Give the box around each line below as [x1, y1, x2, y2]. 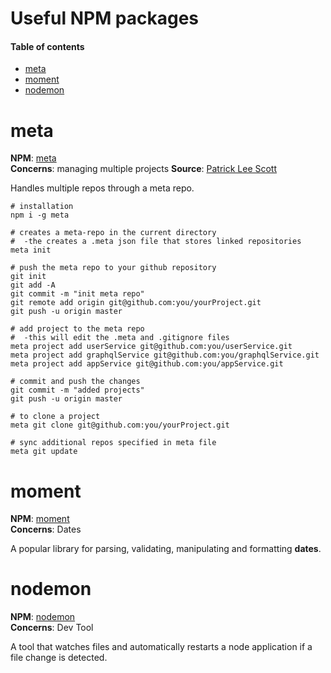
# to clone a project [10, 412, 101, 422]
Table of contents [10, 40, 85, 52]
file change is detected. [10, 652, 108, 664]
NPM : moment [10, 513, 70, 525]
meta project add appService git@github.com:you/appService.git [10, 359, 284, 369]
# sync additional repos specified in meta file [10, 438, 217, 448]
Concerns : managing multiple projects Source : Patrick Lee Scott [10, 163, 278, 175]
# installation [10, 202, 74, 212]
